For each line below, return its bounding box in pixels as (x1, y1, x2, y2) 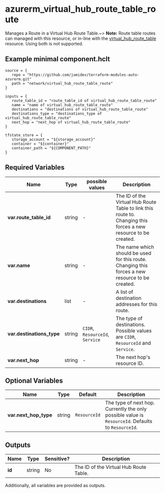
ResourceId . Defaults (105, 418, 153, 425)
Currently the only (105, 405, 147, 412)
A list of (115, 288, 134, 295)
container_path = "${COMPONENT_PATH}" (11, 145, 91, 151)
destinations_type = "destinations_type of (11, 111, 102, 116)
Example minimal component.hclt (5, 55, 110, 64)
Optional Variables (5, 376, 63, 385)
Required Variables (5, 164, 65, 172)
